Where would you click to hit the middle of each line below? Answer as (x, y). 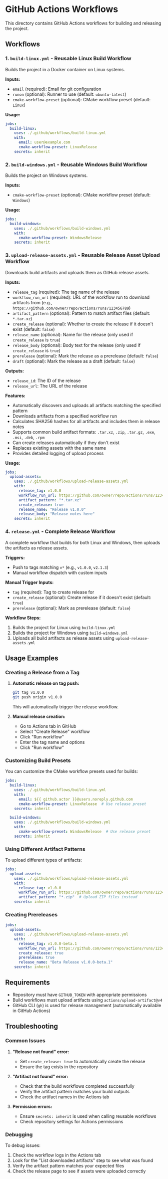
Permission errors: (32, 1106)
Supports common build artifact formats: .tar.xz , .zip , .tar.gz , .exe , (84, 432)
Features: (15, 396)
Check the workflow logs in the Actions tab (57, 1155)
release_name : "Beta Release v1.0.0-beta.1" (65, 962)
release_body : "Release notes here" (56, 514)
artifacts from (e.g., (32, 302)
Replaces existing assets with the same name (59, 448)
